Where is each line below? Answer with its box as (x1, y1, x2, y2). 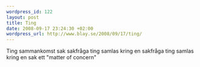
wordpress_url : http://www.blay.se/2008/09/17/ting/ (6, 31, 142, 37)
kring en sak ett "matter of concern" (6, 54, 97, 61)
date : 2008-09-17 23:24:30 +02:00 (6, 25, 94, 32)
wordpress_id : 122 (6, 8, 53, 15)
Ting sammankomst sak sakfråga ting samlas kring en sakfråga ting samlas (6, 47, 194, 54)
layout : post (6, 14, 39, 20)
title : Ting (6, 20, 36, 26)
